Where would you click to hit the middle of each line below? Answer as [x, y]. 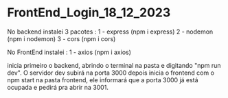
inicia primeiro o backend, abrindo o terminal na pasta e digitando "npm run [114, 65]
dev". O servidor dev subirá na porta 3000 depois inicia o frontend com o [111, 73]
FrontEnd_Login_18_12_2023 [89, 13]
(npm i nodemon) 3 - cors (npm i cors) [61, 38]
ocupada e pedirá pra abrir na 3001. [58, 87]
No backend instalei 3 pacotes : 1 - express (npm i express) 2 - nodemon [110, 32]
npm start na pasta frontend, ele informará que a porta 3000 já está [103, 79]
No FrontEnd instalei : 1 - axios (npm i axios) [69, 52]
